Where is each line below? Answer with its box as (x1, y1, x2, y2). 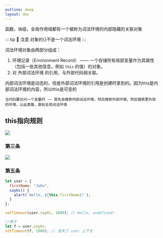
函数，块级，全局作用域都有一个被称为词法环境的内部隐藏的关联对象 (5, 26, 142, 32)
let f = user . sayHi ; (5, 224, 47, 229)
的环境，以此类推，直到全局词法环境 (5, 102, 68, 107)
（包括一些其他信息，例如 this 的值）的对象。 (12, 63, 105, 69)
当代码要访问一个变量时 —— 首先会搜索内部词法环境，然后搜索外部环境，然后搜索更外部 (5, 97, 156, 102)
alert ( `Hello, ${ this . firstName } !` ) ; (14, 192, 91, 197)
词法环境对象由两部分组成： (5, 47, 61, 53)
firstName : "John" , (9, 183, 49, 188)
